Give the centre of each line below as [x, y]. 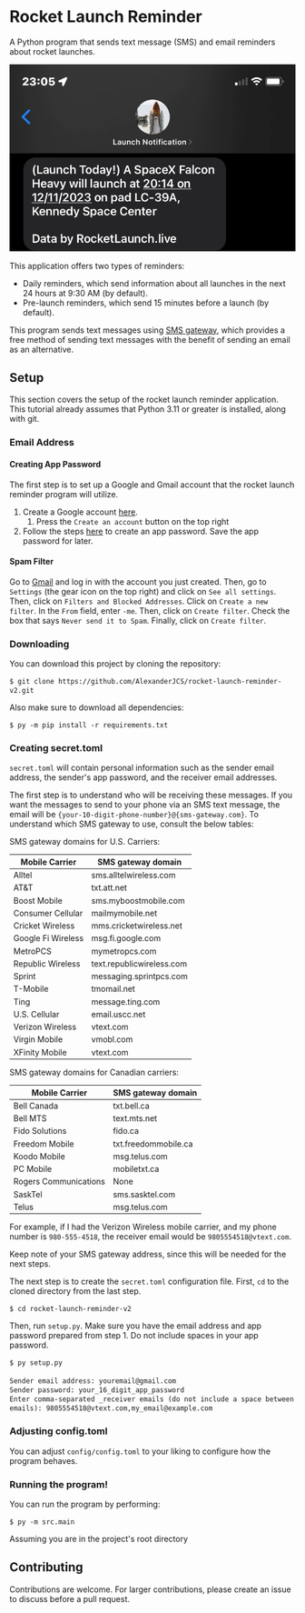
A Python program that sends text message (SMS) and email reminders [143, 42]
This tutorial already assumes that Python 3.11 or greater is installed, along [148, 409]
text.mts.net [135, 1118]
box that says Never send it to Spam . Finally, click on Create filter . [138, 620]
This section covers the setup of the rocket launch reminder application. [144, 400]
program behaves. [44, 1460]
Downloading [39, 644]
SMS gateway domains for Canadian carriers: [94, 1072]
